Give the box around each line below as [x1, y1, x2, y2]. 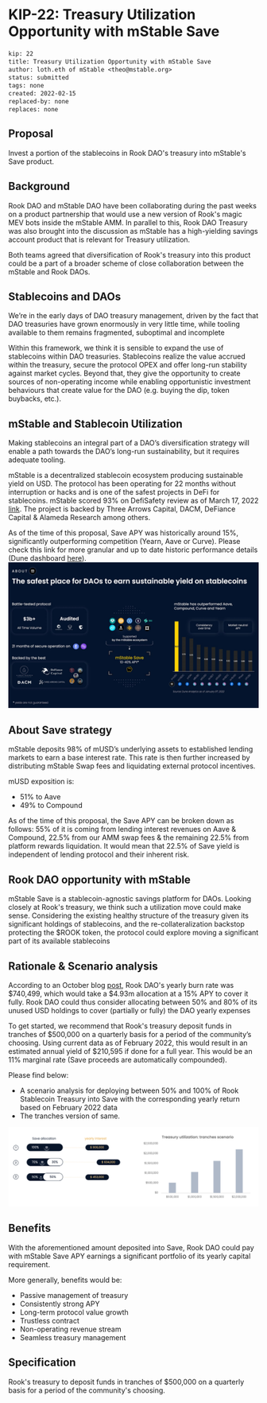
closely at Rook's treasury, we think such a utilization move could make [8, 903, 242, 912]
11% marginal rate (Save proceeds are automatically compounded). [8, 1055, 228, 1064]
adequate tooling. [8, 455, 66, 464]
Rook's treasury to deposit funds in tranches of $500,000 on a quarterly [8, 1377, 245, 1386]
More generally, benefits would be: [8, 1275, 122, 1284]
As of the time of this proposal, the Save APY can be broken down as [8, 816, 234, 826]
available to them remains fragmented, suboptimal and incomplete [8, 328, 225, 337]
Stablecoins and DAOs [8, 290, 122, 303]
